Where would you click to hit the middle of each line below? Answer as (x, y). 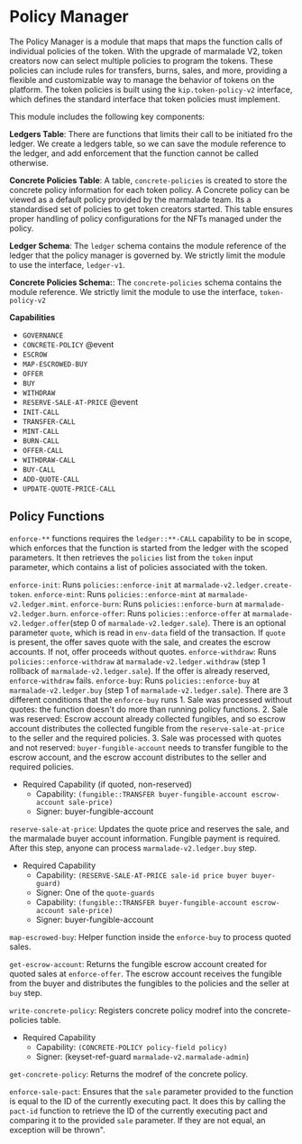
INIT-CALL (41, 412)
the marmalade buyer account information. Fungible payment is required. (145, 838)
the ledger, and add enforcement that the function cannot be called (134, 153)
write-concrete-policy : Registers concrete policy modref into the (131, 1010)
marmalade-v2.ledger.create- (238, 585)
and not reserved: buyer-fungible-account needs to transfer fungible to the (149, 747)
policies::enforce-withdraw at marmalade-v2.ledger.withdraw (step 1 (137, 661)
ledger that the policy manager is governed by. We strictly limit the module (147, 255)
